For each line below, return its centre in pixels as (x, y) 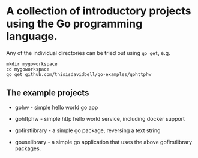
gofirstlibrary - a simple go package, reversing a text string (88, 130)
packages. (28, 148)
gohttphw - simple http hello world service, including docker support (100, 118)
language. (32, 37)
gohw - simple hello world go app (56, 107)
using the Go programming (74, 24)
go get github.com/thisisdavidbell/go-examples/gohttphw (79, 74)
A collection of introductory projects (99, 11)
